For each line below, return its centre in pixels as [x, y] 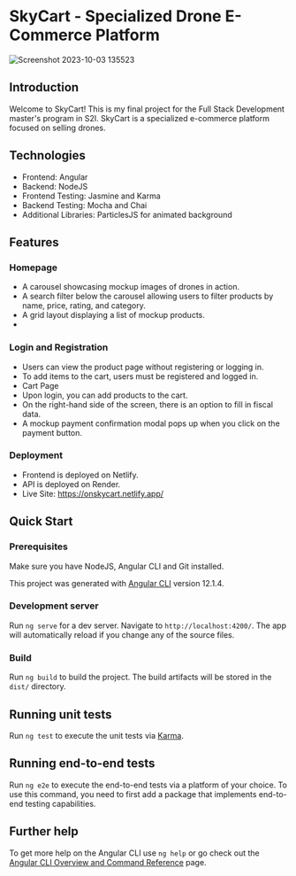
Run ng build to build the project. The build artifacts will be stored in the [140, 677]
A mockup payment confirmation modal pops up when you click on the [151, 423]
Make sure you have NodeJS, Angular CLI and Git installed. [117, 566]
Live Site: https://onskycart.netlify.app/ [93, 493]
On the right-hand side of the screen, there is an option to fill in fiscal [148, 404]
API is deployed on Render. [71, 484]
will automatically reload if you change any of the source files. [122, 634]
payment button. [52, 432]
